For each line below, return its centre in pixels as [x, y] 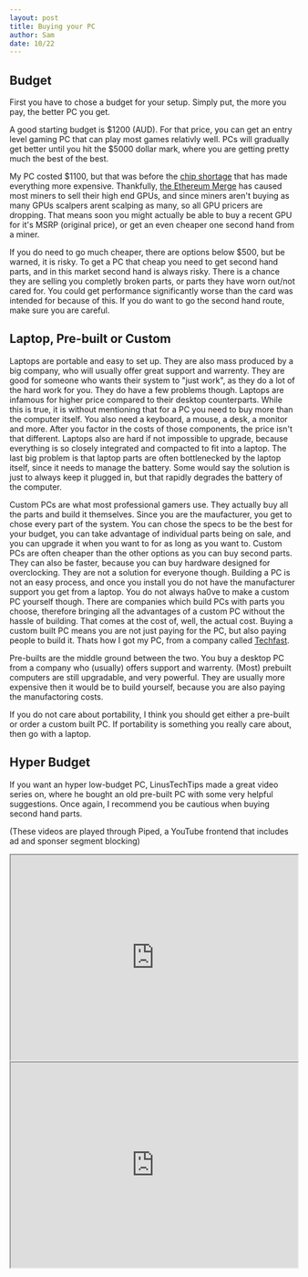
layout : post [34, 18]
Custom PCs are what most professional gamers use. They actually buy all [149, 504]
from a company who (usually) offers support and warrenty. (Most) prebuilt [150, 668]
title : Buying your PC [52, 26]
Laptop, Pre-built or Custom [90, 339]
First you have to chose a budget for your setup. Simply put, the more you [148, 102]
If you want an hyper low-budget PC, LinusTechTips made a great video [144, 784]
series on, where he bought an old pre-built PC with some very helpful [141, 794]
